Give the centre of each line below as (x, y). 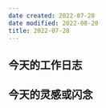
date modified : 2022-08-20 (53, 23)
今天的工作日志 (45, 65)
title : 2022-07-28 (39, 30)
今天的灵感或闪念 (51, 95)
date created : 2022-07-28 (51, 16)
